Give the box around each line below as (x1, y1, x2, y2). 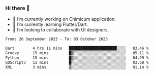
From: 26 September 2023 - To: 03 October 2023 (5, 36, 108, 42)
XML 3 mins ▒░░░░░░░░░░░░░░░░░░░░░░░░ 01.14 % (5, 64, 149, 70)
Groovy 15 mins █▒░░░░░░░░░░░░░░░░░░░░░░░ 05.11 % (5, 51, 149, 56)
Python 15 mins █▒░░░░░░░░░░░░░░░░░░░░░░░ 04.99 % (5, 55, 149, 60)
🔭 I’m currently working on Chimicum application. (12, 16, 116, 22)
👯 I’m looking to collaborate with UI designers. (12, 27, 109, 33)
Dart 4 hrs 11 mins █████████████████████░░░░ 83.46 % (5, 46, 149, 51)
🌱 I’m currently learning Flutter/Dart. (12, 21, 88, 27)
